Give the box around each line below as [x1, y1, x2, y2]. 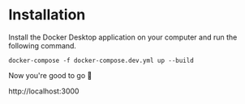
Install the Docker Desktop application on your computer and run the [8, 32, 238, 42]
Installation [8, 6, 86, 24]
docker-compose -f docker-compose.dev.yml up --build [8, 56, 195, 64]
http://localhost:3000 [8, 86, 80, 96]
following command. [8, 40, 77, 50]
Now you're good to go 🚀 [8, 70, 92, 80]
